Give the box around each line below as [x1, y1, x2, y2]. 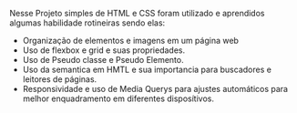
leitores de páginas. [22, 74, 97, 85]
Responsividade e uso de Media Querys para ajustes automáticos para [22, 84, 289, 94]
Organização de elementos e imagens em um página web [22, 36, 240, 46]
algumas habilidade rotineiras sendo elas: [9, 17, 166, 28]
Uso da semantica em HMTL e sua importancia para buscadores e [22, 64, 271, 75]
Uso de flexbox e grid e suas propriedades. [22, 45, 185, 56]
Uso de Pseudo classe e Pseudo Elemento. [22, 55, 184, 65]
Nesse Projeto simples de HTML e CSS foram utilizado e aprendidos [9, 8, 265, 18]
